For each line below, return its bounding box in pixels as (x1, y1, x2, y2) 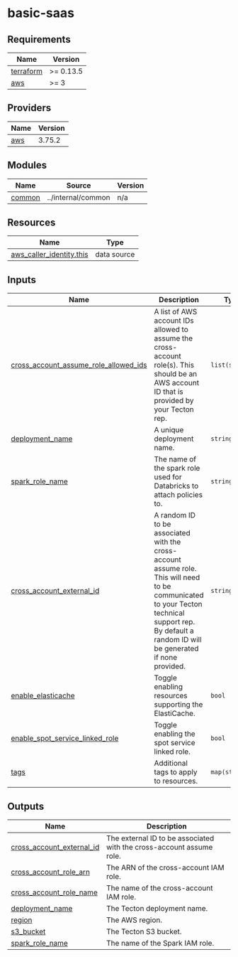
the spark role (154, 464, 200, 474)
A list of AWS (154, 307, 198, 317)
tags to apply (154, 767, 198, 777)
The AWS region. (106, 915, 163, 925)
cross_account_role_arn (11, 867, 91, 877)
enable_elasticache (11, 691, 76, 701)
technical (154, 608, 185, 618)
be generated (154, 643, 199, 653)
